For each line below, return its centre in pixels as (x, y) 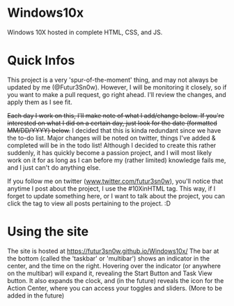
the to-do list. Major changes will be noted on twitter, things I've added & (111, 138)
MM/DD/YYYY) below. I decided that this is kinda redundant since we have (114, 130)
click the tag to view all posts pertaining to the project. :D (89, 203)
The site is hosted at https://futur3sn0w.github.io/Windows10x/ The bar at (113, 251)
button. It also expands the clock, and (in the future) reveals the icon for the (116, 280)
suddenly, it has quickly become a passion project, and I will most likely (110, 152)
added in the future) (36, 296)
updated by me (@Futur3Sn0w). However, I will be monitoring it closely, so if (117, 87)
